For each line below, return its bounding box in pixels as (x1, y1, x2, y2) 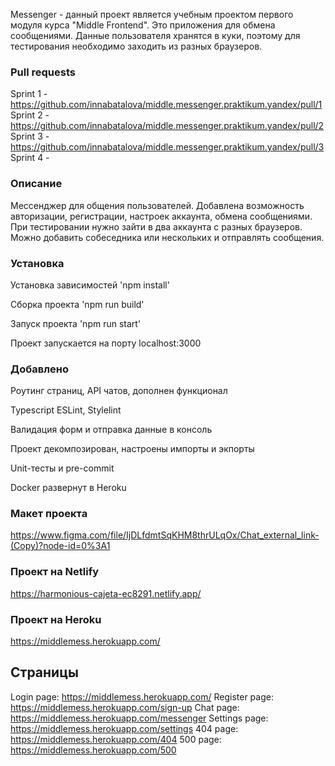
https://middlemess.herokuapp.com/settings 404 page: (10, 722, 239, 734)
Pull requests (10, 65, 76, 79)
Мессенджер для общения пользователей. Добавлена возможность (10, 199, 305, 211)
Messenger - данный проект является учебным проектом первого (10, 9, 294, 20)
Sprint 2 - (10, 109, 50, 121)
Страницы (10, 664, 79, 681)
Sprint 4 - (10, 152, 50, 164)
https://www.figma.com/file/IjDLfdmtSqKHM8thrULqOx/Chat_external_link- (10, 529, 320, 541)
